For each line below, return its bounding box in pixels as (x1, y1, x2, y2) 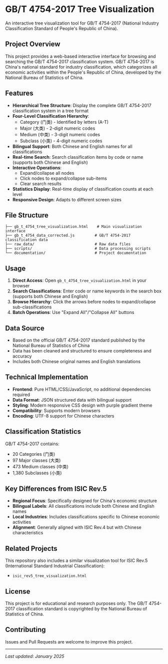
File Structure (5, 211, 48, 219)
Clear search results (19, 180, 61, 186)
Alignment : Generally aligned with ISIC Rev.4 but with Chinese (12, 524, 141, 530)
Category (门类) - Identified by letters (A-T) (19, 119, 109, 125)
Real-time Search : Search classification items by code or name (12, 154, 143, 160)
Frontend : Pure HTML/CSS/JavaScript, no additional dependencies (12, 386, 151, 392)
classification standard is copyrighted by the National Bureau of (15, 606, 147, 612)
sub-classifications (12, 304, 52, 310)
